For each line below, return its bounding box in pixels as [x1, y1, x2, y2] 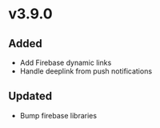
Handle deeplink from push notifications [19, 66, 153, 76]
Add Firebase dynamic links [19, 58, 112, 67]
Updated [8, 90, 53, 103]
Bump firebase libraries [19, 110, 98, 120]
